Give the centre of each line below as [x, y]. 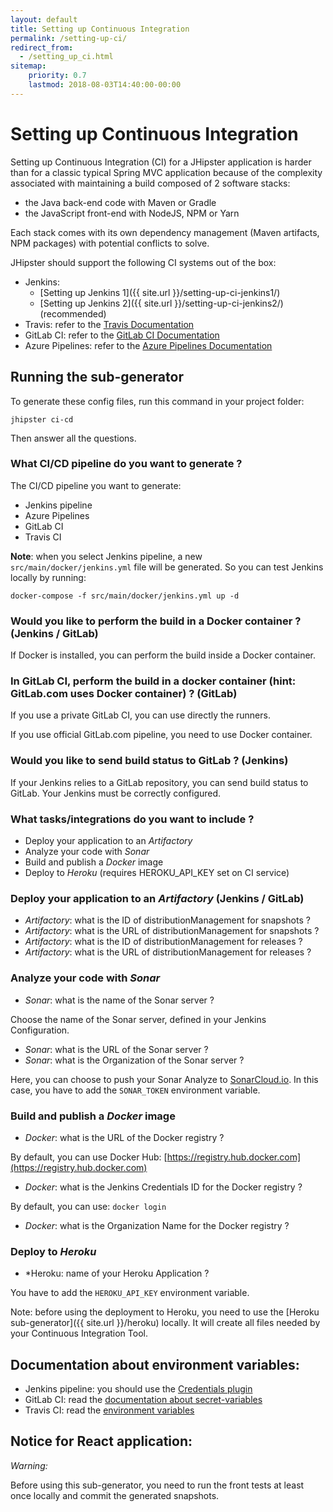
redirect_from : [42, 47]
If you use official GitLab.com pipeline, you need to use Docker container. [161, 735]
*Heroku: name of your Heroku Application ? [117, 1273]
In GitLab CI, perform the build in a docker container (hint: [153, 681]
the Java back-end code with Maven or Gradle [120, 202]
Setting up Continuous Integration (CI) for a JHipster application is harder [161, 162]
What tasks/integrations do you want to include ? [132, 819]
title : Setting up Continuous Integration [100, 29]
